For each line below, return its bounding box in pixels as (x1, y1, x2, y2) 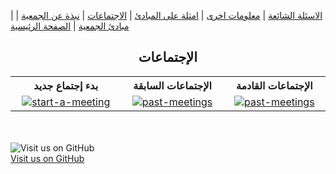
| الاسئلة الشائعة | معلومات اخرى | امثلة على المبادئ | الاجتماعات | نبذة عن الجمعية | (10, 10, 323, 21)
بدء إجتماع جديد (33, 78, 99, 92)
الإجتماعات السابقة (133, 78, 212, 92)
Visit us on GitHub (10, 152, 85, 164)
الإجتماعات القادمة (235, 78, 313, 92)
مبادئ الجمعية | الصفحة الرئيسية (10, 20, 130, 32)
